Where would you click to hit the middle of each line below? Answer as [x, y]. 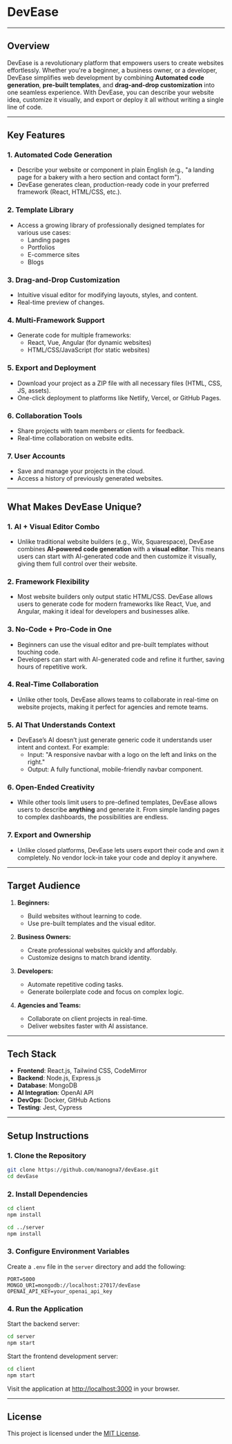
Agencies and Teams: [49, 1005]
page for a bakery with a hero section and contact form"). [99, 177]
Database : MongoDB [47, 1085]
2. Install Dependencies [48, 1194]
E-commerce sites [54, 254]
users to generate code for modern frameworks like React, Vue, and [114, 604]
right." [36, 762]
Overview [29, 46]
